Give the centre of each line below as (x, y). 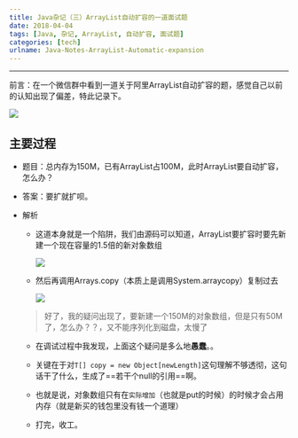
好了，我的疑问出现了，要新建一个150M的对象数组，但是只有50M (163, 316)
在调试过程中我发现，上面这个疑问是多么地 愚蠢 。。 (127, 346)
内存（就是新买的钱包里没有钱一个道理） (109, 405)
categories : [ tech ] (45, 42)
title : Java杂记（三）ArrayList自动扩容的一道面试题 (98, 17)
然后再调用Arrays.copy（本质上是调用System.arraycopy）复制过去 (157, 280)
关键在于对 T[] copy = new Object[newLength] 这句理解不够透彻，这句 (161, 364)
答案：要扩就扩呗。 (57, 196)
